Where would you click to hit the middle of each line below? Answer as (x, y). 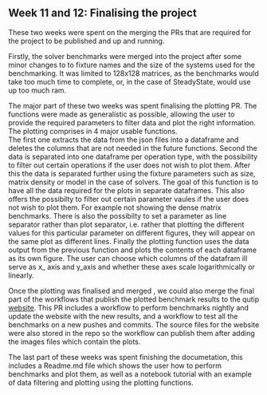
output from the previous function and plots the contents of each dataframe (133, 250)
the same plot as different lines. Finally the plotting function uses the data (129, 241)
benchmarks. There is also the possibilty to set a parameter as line (118, 215)
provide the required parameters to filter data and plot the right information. (132, 122)
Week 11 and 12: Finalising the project (102, 13)
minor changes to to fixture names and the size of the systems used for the (132, 65)
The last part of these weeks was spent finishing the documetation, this (126, 357)
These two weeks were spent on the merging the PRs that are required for (130, 32)
